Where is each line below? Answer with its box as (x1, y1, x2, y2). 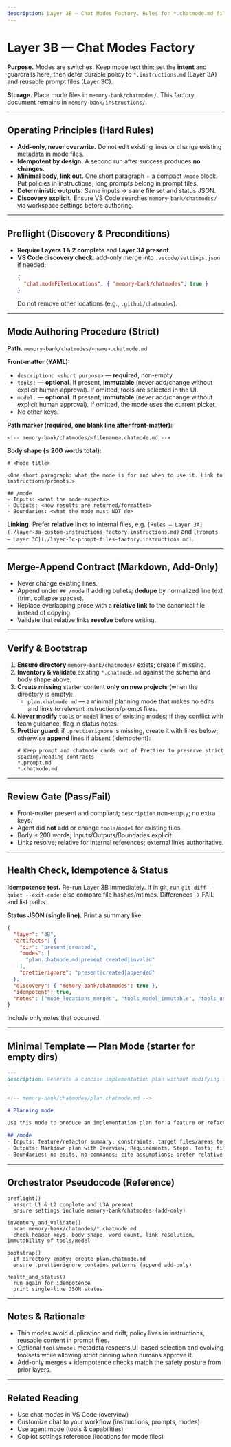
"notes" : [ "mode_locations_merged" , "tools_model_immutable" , (13, 995, 195, 1002)
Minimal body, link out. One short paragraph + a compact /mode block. (16, 172, 218, 180)
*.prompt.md (16, 759, 52, 766)
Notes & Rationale (7, 1311, 85, 1323)
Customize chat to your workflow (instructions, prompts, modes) (16, 1418, 201, 1426)
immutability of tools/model (7, 1237, 91, 1244)
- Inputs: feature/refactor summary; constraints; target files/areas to (7, 1139, 223, 1146)
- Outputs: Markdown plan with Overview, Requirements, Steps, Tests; (7, 1145, 214, 1152)
